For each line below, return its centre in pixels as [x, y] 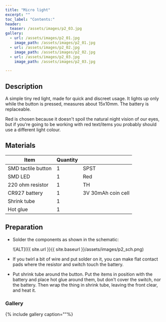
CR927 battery [25, 193]
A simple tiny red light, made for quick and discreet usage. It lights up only [82, 98]
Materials [20, 146]
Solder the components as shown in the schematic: [66, 239]
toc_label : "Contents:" [30, 19]
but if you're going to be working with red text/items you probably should [81, 125]
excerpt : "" [18, 15]
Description [24, 86]
